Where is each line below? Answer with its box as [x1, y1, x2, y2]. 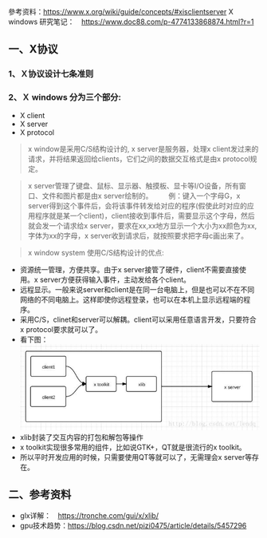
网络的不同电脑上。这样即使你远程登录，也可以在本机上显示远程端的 [19, 295, 244, 304]
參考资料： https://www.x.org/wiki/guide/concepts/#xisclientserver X [8, 7, 234, 16]
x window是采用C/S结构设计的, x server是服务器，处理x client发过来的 [27, 144, 259, 153]
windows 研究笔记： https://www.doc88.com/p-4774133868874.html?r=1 [8, 17, 254, 26]
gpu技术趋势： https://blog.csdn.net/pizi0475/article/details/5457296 [19, 520, 247, 530]
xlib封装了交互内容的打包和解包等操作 [19, 432, 143, 441]
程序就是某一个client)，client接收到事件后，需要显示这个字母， [34, 211, 241, 220]
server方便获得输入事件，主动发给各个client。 [39, 275, 191, 284]
